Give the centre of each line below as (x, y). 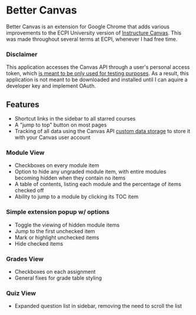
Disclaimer (22, 54)
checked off (29, 190)
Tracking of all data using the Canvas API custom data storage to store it (102, 131)
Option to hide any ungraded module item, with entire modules (90, 172)
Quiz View (21, 293)
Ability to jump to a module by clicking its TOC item (77, 197)
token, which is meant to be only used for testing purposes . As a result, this (98, 74)
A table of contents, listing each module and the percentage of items (98, 184)
